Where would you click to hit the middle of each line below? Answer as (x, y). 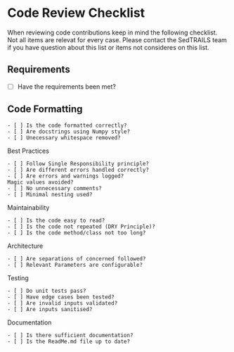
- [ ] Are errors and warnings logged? (66, 176)
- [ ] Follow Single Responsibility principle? (78, 163)
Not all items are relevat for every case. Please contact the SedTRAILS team (117, 39)
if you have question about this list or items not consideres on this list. (108, 47)
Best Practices (28, 151)
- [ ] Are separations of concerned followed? (77, 258)
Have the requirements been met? (66, 87)
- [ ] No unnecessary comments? (54, 188)
